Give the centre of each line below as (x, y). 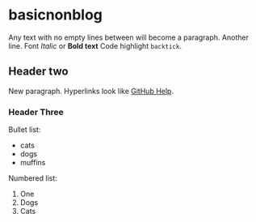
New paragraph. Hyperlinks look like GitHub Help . (91, 91)
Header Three (36, 112)
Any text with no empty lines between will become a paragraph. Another (128, 37)
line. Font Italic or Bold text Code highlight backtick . (95, 45)
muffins (33, 163)
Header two (38, 72)
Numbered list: (33, 178)
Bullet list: (25, 130)
